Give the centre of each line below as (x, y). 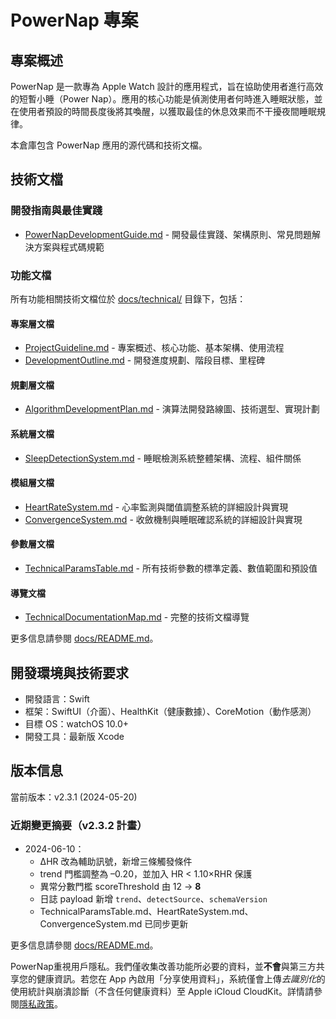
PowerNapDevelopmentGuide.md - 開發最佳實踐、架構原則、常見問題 (168, 234)
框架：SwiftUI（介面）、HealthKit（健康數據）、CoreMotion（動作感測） (170, 712)
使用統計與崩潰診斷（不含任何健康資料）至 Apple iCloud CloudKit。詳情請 (162, 992)
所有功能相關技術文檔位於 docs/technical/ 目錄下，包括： (128, 298)
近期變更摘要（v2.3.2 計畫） (79, 825)
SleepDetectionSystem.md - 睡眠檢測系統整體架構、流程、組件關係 (163, 458)
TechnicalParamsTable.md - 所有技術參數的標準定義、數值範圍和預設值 (171, 568)
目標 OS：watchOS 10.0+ (77, 724)
